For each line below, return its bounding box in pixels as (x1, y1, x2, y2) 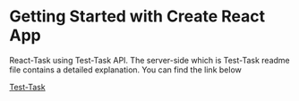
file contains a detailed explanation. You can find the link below (9, 64, 242, 75)
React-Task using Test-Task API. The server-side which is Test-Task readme (9, 55, 291, 65)
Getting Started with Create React (9, 6, 266, 27)
